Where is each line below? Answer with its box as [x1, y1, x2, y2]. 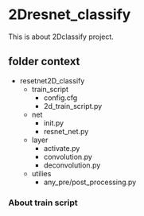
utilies [31, 168, 52, 178]
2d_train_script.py [43, 101, 103, 110]
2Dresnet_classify [8, 6, 131, 24]
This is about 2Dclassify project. [8, 32, 114, 41]
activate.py [43, 143, 80, 152]
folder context [8, 55, 80, 68]
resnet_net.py [43, 126, 89, 136]
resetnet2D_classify [19, 75, 85, 85]
